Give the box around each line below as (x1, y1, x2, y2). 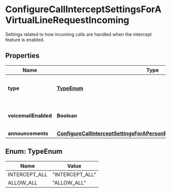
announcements (8, 130, 48, 137)
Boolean (56, 112, 77, 119)
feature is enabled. (5, 37, 45, 43)
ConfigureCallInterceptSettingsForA (5, 4, 162, 15)
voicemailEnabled (8, 112, 52, 119)
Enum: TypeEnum (5, 147, 63, 156)
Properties (5, 51, 40, 60)
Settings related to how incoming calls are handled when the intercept (5, 31, 152, 37)
